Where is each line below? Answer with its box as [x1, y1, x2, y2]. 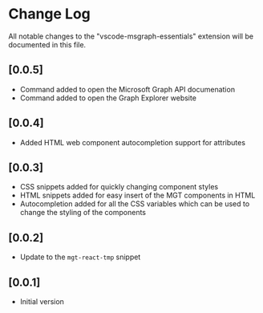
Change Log [8, 5, 91, 23]
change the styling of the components [19, 208, 147, 217]
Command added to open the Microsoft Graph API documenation [19, 84, 235, 94]
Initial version [19, 297, 64, 306]
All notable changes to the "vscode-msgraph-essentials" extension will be [8, 31, 254, 41]
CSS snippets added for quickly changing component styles [19, 182, 219, 192]
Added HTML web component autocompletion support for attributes [19, 137, 246, 147]
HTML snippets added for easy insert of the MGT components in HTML [19, 190, 256, 201]
